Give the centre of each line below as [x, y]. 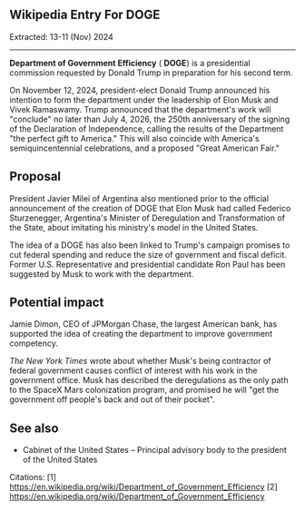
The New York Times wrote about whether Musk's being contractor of [140, 361]
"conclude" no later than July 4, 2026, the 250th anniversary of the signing [150, 119]
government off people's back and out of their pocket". [112, 399]
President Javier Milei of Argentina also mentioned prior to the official [139, 198]
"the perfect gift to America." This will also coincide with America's [135, 138]
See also [34, 428]
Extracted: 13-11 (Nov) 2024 [61, 36]
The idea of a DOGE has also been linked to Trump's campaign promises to [150, 245]
